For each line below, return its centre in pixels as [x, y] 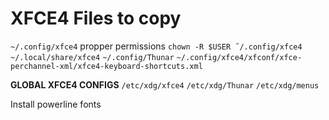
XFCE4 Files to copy [96, 18]
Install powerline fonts [56, 104]
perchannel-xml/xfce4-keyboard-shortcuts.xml [106, 66]
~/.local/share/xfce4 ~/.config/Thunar [92, 57]
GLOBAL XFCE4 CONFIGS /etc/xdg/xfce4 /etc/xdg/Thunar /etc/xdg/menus [165, 84]
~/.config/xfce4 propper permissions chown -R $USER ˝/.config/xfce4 [156, 46]
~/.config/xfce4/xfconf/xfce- [239, 57]
